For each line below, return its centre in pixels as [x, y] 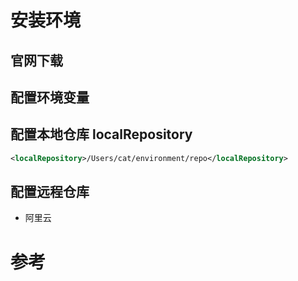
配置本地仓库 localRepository [101, 134]
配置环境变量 [50, 97]
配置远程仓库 [50, 192]
